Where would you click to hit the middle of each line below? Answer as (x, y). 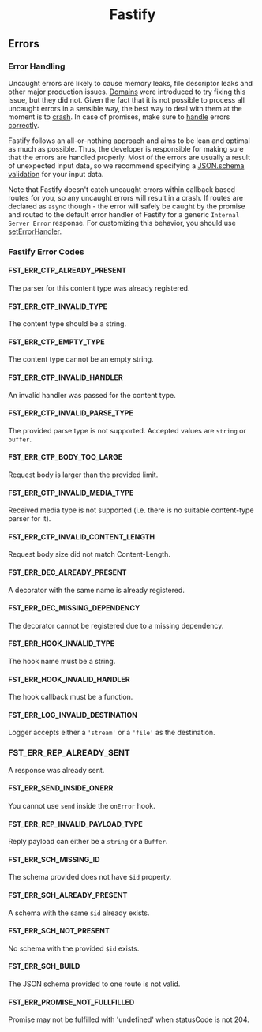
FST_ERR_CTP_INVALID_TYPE (58, 306)
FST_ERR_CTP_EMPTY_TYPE (56, 342)
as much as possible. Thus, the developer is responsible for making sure (126, 148)
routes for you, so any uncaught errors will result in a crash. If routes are (125, 197)
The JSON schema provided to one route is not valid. (94, 984)
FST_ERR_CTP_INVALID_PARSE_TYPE (71, 413)
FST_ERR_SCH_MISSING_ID (54, 859)
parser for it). (30, 519)
